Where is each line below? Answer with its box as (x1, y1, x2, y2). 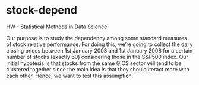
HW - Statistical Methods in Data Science (6, 23, 108, 30)
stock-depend (6, 4, 77, 17)
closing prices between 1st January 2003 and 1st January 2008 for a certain (6, 47, 193, 54)
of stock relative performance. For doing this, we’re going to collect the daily (6, 41, 193, 48)
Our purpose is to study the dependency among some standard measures (6, 34, 187, 41)
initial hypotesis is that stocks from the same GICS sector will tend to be (6, 60, 182, 67)
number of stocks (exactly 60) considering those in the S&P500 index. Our (6, 53, 189, 60)
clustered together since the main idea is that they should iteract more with (6, 66, 189, 73)
